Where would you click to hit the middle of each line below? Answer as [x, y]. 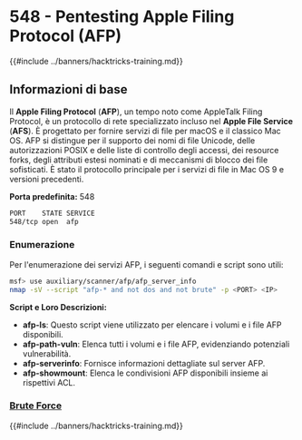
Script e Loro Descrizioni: [58, 307]
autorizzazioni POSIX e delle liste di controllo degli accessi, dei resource [144, 150]
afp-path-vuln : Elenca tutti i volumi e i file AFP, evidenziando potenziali [156, 344]
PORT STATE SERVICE [52, 213]
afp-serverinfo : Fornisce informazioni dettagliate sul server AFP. [144, 363]
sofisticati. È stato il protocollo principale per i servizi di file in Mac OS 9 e [146, 169]
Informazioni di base [68, 89]
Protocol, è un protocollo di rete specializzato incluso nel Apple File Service [151, 121]
